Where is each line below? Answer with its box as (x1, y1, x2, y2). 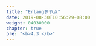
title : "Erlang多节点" (6, 8, 61, 15)
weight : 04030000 (6, 20, 50, 26)
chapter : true (6, 25, 42, 32)
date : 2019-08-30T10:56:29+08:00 (6, 14, 91, 20)
